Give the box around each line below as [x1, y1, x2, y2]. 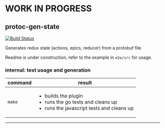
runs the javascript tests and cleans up [44, 105, 134, 112]
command [7, 79, 32, 86]
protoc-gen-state [5, 23, 60, 31]
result [78, 79, 92, 86]
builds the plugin [44, 93, 83, 100]
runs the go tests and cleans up [44, 99, 117, 105]
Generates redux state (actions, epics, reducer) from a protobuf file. [5, 45, 142, 51]
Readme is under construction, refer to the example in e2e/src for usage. [5, 54, 153, 60]
